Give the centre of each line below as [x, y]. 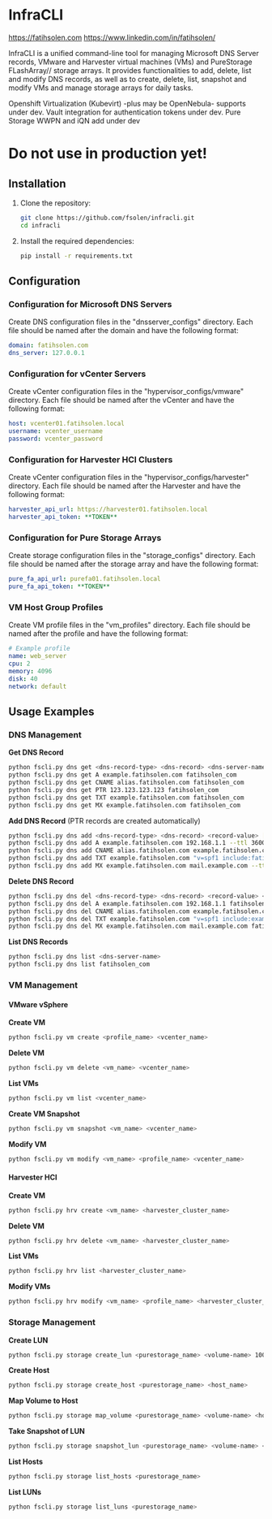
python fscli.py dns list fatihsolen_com [79, 964]
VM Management [43, 985]
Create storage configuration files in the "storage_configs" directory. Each [132, 556]
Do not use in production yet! [108, 154]
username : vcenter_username [56, 431]
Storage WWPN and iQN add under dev [74, 120]
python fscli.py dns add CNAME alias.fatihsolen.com [99, 850]
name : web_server [38, 656]
